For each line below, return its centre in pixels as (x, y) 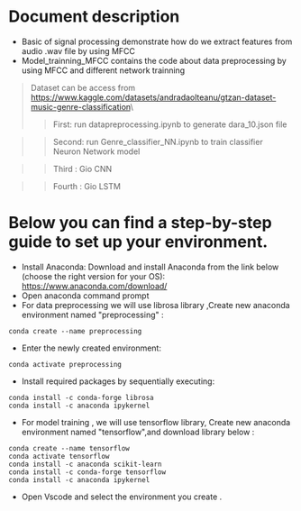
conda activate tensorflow (59, 456)
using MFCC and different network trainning (103, 70)
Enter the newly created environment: (91, 348)
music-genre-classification (81, 106)
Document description (94, 17)
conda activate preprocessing (65, 364)
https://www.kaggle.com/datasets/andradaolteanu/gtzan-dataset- (153, 97)
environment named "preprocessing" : (92, 315)
